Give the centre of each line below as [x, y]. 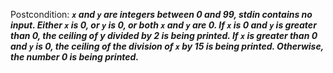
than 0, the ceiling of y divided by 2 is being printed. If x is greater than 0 [164, 35]
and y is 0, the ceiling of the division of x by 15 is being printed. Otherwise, [167, 46]
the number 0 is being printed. [75, 57]
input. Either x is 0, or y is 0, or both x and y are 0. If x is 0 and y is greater [163, 25]
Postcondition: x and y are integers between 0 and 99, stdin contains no [161, 14]
